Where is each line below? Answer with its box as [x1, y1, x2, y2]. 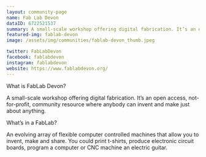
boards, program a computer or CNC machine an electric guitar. [6, 144, 167, 151]
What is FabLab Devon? [6, 82, 66, 89]
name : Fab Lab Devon [6, 15, 59, 21]
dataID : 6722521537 [6, 20, 56, 26]
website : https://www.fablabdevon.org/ [6, 65, 109, 71]
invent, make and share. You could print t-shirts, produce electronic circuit [6, 137, 194, 144]
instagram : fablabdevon [6, 59, 67, 66]
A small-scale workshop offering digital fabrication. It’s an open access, [6, 94, 188, 101]
